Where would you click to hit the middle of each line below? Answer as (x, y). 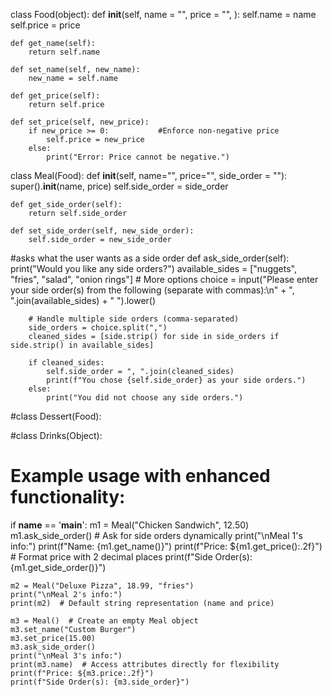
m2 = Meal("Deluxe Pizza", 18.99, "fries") (102, 585)
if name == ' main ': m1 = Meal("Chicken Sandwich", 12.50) (130, 525)
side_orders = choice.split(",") (98, 328)
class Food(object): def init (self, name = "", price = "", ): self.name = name (163, 14)
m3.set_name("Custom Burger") (73, 629)
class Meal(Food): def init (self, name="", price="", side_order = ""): (149, 175)
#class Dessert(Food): (56, 416)
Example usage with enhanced (140, 476)
